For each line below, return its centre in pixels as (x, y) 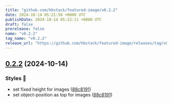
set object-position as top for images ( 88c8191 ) (62, 95)
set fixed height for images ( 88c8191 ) (52, 89)
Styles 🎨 (16, 79)
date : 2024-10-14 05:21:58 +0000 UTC (46, 15)
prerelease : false (25, 29)
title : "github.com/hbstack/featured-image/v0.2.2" (61, 10)
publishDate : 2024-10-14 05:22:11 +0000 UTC (53, 19)
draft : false (19, 24)
